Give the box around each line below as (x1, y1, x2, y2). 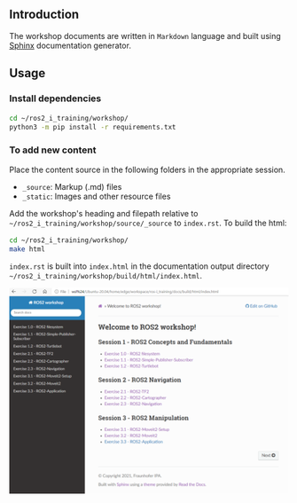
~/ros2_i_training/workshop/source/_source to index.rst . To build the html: (9, 217, 287, 228)
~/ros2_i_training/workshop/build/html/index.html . (9, 271, 202, 281)
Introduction (9, 7, 80, 22)
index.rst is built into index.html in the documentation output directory (9, 261, 270, 271)
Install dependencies (9, 92, 102, 105)
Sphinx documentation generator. (9, 40, 131, 51)
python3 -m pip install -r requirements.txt (9, 123, 176, 132)
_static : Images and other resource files (21, 191, 171, 201)
